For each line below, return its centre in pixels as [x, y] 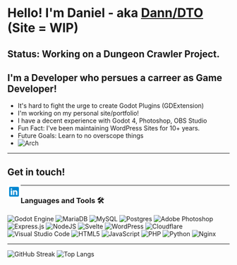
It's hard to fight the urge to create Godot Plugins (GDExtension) [111, 106]
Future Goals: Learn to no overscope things [80, 136]
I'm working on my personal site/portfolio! [78, 113]
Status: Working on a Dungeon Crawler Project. [114, 54]
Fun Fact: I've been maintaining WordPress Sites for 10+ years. [109, 128]
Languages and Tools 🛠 [62, 201]
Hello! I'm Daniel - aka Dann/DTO [105, 13]
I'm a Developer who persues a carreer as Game [115, 78]
